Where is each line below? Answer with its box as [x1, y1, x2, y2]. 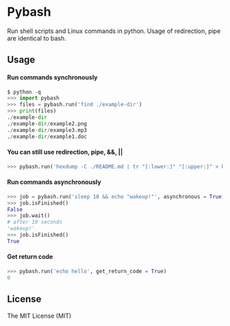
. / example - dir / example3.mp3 [7, 126, 88, 134]
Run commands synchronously [7, 73, 98, 81]
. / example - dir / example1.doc [7, 133, 88, 140]
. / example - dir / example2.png [7, 120, 88, 127]
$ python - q [7, 89, 41, 95]
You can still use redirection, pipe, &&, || [7, 148, 123, 156]
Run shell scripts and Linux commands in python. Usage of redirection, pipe [7, 27, 221, 35]
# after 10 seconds [7, 219, 63, 226]
